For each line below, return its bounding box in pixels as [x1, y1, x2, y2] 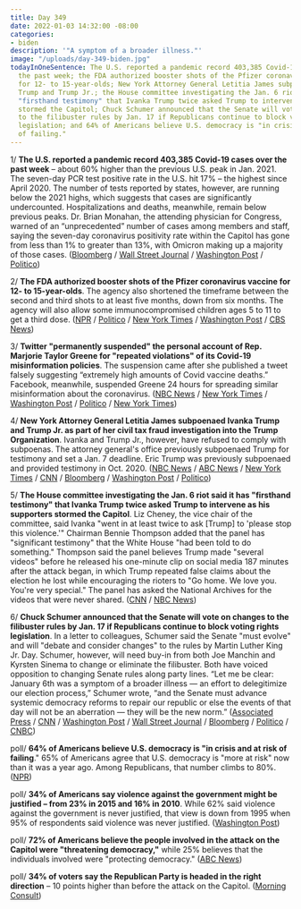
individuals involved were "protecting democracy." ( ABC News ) [10, 854, 243, 864]
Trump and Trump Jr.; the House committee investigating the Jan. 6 [18, 88, 279, 97]
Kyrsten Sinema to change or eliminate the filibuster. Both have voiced [10, 658, 269, 669]
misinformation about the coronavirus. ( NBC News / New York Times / [10, 388, 268, 399]
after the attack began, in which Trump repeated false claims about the [10, 565, 272, 576]
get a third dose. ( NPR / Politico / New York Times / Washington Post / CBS [10, 314, 286, 325]
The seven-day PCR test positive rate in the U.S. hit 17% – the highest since [10, 173, 288, 183]
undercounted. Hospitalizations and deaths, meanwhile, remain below [10, 201, 267, 212]
